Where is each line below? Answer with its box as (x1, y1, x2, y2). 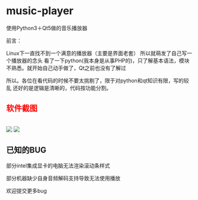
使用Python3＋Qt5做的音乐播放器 (6, 24, 88, 31)
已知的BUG (6, 145, 47, 155)
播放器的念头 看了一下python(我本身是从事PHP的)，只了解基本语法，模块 (11, 57, 190, 64)
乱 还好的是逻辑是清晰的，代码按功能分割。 (6, 84, 111, 91)
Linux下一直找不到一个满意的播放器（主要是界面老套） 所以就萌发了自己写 (6, 49, 187, 57)
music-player (6, 4, 74, 18)
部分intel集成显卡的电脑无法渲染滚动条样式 (6, 162, 110, 169)
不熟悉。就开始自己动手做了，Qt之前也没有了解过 (6, 64, 126, 72)
